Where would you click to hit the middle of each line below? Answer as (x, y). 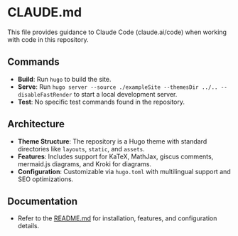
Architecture (36, 124)
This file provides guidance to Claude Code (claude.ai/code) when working (117, 32)
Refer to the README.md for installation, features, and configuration (117, 218)
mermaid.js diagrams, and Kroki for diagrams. (84, 163)
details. (28, 226)
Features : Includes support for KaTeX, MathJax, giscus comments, (115, 156)
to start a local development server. (125, 94)
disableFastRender (45, 95)
